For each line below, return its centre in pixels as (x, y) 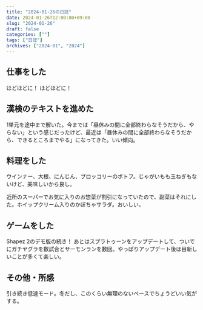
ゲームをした (30, 226)
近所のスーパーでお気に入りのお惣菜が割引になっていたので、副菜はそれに (99, 197)
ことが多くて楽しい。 (38, 257)
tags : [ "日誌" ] (25, 40)
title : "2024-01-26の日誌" (39, 12)
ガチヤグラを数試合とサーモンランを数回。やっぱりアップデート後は (96, 249)
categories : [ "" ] (28, 35)
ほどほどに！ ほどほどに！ (39, 88)
